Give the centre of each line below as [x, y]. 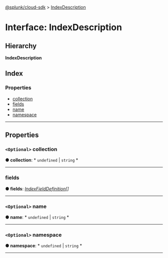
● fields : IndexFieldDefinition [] [37, 188]
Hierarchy [21, 46]
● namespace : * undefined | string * [44, 246]
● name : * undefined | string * [37, 217]
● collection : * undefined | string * [42, 160]
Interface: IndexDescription [64, 27]
